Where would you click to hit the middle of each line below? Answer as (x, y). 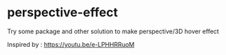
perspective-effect (63, 13)
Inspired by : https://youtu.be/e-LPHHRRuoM (71, 44)
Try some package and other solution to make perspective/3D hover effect (113, 31)
